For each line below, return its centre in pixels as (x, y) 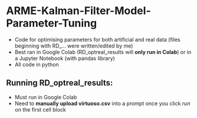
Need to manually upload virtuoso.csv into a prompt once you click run (102, 103)
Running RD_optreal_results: (60, 83)
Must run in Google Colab (46, 97)
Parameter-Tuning (52, 23)
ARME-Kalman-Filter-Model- (79, 11)
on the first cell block (40, 109)
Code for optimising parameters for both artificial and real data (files (98, 39)
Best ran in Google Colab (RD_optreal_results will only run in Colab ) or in (103, 52)
